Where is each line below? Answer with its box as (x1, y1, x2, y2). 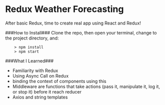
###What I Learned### (5, 57, 54, 63)
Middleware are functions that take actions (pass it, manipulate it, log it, (12, 83, 160, 89)
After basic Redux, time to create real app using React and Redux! (5, 20, 141, 26)
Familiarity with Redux (12, 67, 59, 73)
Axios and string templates (12, 94, 68, 100)
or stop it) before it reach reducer (12, 88, 82, 94)
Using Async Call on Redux (12, 72, 69, 78)
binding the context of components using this (12, 78, 107, 84)
